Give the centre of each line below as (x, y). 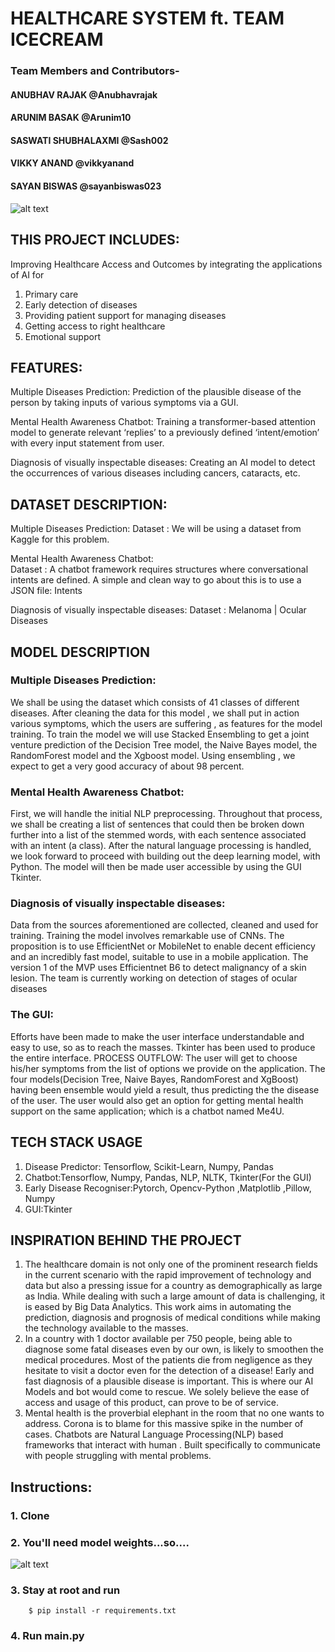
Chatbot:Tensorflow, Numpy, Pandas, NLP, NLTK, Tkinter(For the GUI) (168, 1177)
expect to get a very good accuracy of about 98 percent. (127, 766)
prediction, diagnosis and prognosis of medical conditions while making (172, 1318)
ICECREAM (57, 39)
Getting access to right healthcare (95, 326)
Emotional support (62, 336)
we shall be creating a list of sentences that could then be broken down (157, 824)
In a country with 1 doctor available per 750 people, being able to (158, 1339)
